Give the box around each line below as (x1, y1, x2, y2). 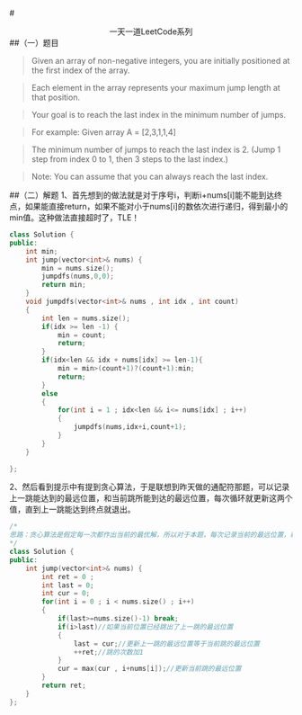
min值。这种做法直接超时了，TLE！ (9, 212, 140, 223)
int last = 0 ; (41, 580, 94, 590)
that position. (31, 92, 81, 103)
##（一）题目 (9, 38, 59, 48)
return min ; (41, 281, 87, 290)
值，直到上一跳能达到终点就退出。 (9, 504, 136, 515)
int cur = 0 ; (41, 589, 91, 598)
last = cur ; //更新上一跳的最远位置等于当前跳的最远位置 (73, 639, 261, 648)
